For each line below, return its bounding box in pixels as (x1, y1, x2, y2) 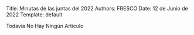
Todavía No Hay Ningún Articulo (6, 23, 84, 29)
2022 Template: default (6, 11, 63, 18)
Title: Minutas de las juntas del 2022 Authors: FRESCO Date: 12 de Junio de (6, 5, 189, 12)
